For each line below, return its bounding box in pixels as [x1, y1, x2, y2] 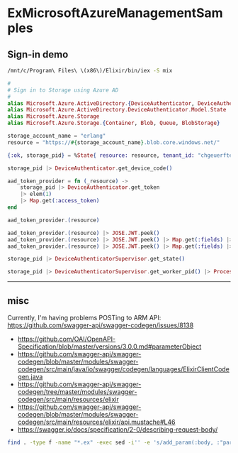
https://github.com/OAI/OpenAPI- [17, 334, 115, 343]
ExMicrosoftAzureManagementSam [7, 5, 223, 21]
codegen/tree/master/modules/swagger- [17, 387, 137, 395]
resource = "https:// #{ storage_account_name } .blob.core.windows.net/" [7, 138, 220, 146]
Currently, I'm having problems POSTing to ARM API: [7, 313, 161, 322]
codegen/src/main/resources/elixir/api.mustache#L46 [17, 417, 176, 426]
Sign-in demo [7, 48, 69, 60]
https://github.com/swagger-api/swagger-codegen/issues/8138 [7, 321, 194, 329]
